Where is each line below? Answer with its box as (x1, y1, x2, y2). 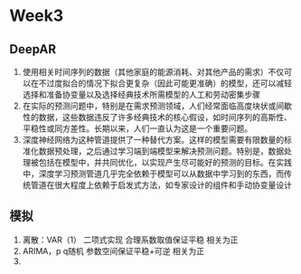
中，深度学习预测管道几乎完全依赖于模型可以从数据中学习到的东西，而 (22, 168, 285, 179)
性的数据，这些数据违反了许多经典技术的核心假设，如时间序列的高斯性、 (22, 112, 292, 122)
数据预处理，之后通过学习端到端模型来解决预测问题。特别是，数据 (38, 146, 285, 156)
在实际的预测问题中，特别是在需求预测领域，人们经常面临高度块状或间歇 (22, 100, 292, 111)
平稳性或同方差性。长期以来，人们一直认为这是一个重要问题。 (22, 123, 253, 134)
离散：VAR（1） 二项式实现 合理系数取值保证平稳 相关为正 (22, 234, 239, 245)
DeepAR (9, 42, 57, 57)
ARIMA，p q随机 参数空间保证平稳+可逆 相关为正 (22, 245, 205, 256)
